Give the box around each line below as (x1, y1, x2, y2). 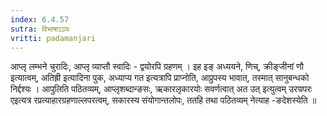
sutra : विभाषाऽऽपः (10, 24, 70, 34)
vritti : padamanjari (10, 33, 97, 43)
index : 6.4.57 (10, 14, 70, 25)
